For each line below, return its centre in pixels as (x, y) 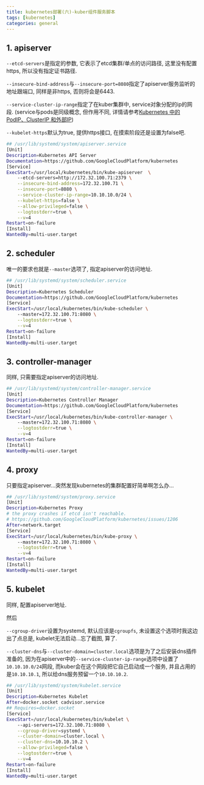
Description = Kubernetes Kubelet (47, 697)
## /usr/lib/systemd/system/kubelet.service (64, 685)
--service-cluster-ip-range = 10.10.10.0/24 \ (75, 195)
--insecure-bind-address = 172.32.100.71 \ (70, 184)
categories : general (33, 23)
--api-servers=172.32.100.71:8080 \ (64, 725)
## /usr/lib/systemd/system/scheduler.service (66, 281)
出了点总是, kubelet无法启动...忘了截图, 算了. (62, 638)
